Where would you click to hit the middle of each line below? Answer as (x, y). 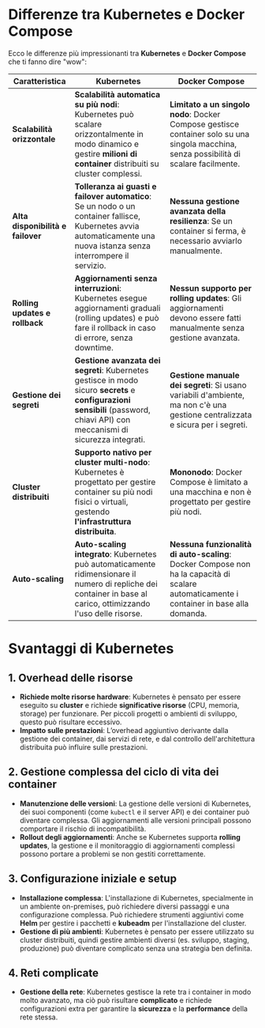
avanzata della (198, 211)
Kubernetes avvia (107, 225)
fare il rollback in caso (115, 327)
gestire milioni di (106, 153)
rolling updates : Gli (205, 298)
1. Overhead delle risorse (71, 678)
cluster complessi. (108, 173)
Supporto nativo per (113, 452)
